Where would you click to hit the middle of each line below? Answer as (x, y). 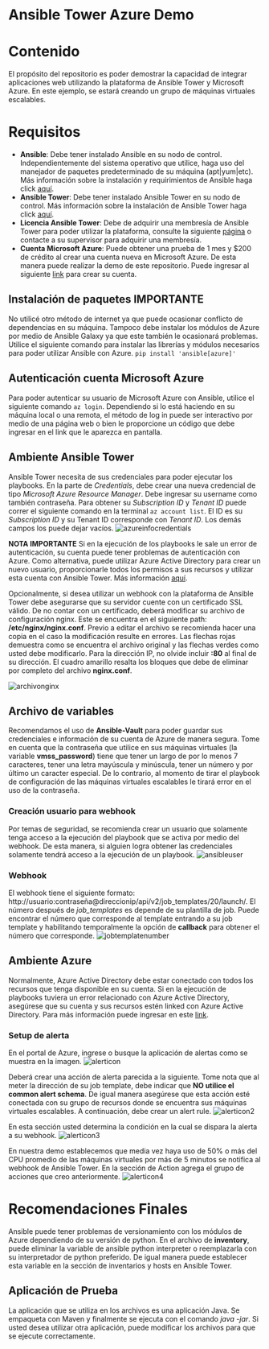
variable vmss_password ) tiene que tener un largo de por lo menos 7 (123, 756)
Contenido (44, 52)
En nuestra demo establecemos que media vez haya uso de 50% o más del (133, 1151)
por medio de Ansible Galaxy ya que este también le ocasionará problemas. (133, 336)
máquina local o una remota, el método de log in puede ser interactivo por (130, 415)
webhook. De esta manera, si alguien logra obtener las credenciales (120, 846)
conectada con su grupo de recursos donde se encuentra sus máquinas (128, 1103)
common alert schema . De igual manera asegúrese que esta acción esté (129, 1094)
